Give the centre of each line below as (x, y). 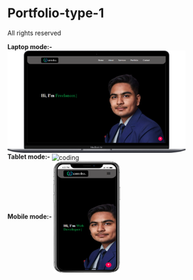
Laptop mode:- (30, 46)
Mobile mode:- (30, 216)
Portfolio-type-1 (56, 13)
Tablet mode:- (29, 157)
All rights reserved (35, 33)
